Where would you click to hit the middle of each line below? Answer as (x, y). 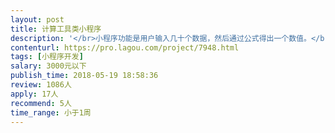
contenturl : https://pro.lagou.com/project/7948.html (125, 47)
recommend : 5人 (41, 103)
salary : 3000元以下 (48, 66)
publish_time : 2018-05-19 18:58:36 (84, 76)
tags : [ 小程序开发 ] (47, 57)
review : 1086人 (41, 85)
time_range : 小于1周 (51, 112)
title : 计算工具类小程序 (56, 29)
